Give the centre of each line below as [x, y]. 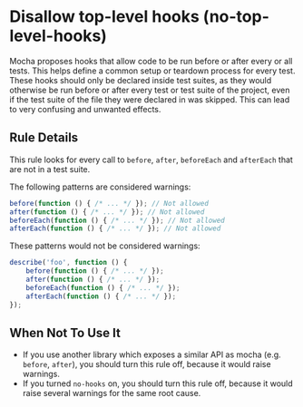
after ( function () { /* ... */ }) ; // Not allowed [107, 212]
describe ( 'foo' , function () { [68, 263]
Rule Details [44, 138]
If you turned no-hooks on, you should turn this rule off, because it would [157, 383]
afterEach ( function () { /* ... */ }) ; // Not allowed [115, 228]
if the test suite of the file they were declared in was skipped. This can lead [150, 99]
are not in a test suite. [50, 169]
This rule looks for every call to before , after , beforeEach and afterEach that [151, 160]
